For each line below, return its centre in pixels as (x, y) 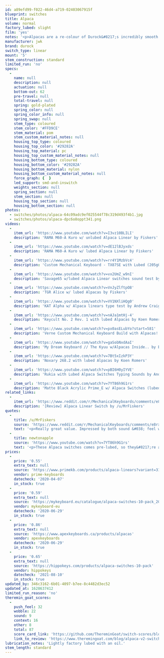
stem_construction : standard (35, 60)
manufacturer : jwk (24, 42)
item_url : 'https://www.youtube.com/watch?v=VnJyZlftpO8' (74, 288)
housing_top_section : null (41, 201)
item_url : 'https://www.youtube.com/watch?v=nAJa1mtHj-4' (74, 315)
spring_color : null (34, 110)
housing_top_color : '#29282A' (45, 147)
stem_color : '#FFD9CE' (37, 128)
